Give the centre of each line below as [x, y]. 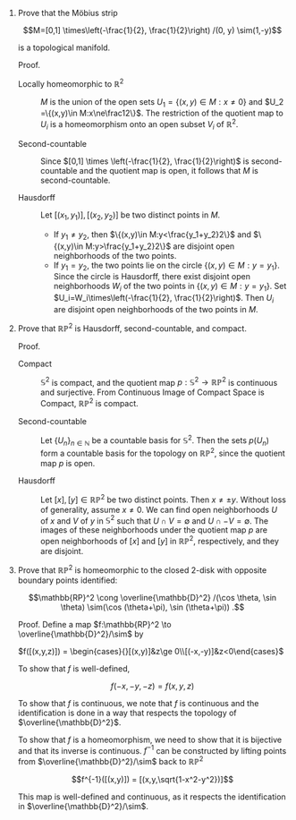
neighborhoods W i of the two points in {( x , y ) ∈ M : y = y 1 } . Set [170, 287]
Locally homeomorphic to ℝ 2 [71, 83]
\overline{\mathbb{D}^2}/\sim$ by [80, 634]
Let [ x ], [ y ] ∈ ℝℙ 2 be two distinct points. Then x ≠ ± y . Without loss [163, 499]
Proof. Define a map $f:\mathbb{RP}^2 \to [94, 624]
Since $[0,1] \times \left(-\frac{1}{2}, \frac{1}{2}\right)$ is [144, 161]
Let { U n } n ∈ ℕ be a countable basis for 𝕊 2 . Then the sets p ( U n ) [155, 440]
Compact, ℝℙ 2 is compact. [89, 402]
